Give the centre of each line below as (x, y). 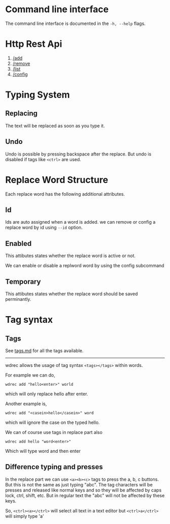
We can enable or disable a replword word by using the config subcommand (85, 266)
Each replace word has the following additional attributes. (65, 194)
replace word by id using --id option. (44, 228)
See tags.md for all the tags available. (44, 351)
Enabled (18, 243)
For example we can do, (30, 375)
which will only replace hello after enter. (47, 394)
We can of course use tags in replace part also (54, 433)
